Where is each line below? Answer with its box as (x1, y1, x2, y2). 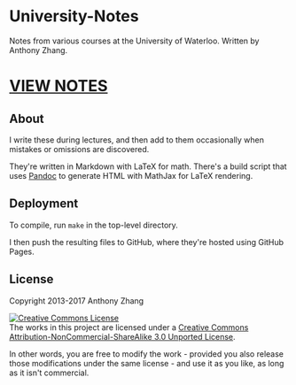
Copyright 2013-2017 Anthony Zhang (9, 295, 144, 306)
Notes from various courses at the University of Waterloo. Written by (9, 35, 260, 46)
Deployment (9, 196, 79, 212)
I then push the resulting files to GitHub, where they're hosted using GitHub (9, 236, 284, 247)
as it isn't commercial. (9, 367, 90, 378)
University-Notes (9, 6, 139, 27)
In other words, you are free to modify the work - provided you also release (9, 348, 284, 359)
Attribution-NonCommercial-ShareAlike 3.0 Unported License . (9, 331, 237, 342)
